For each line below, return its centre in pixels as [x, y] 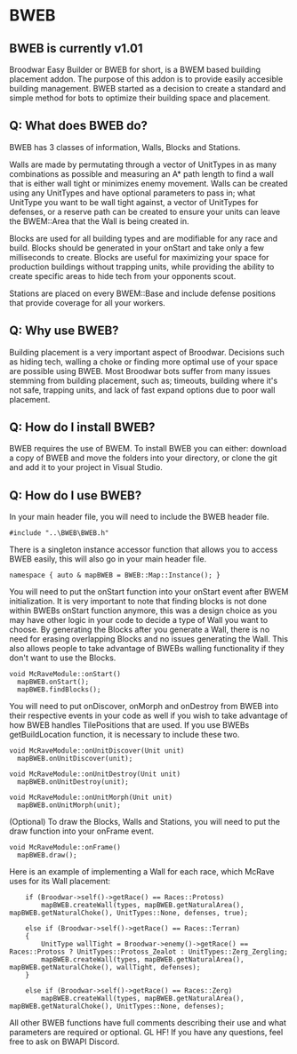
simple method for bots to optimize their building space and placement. [140, 98]
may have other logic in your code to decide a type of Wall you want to [139, 620]
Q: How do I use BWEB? [76, 495]
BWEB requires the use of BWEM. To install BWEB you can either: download [148, 449]
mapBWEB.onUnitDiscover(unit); [75, 759]
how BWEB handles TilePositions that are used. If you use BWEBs [129, 725]
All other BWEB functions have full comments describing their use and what [148, 1023]
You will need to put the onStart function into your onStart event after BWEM [149, 592]
